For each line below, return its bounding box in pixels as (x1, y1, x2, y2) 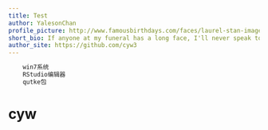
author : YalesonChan (8, 19, 77, 27)
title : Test (8, 11, 48, 20)
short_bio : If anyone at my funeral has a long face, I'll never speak (8, 33, 251, 42)
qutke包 (22, 77, 47, 86)
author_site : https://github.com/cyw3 (8, 41, 137, 49)
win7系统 (22, 63, 49, 72)
